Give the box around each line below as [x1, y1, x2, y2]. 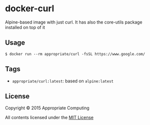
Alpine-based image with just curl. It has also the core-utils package [5, 19, 143, 25]
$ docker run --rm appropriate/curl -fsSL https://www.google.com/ [5, 51, 146, 56]
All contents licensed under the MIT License [5, 115, 94, 121]
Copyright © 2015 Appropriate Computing [5, 105, 89, 111]
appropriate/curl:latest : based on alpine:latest [12, 78, 114, 84]
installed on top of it [5, 24, 45, 30]
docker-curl [5, 3, 55, 14]
